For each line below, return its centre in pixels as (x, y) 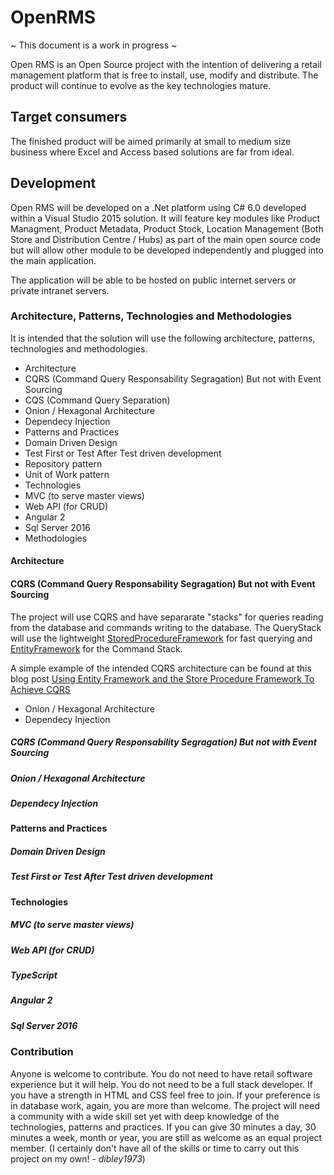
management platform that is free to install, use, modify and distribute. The (164, 75)
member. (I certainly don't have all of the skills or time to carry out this (155, 1148)
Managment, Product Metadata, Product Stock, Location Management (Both (167, 228)
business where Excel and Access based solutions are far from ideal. (152, 152)
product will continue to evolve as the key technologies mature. (141, 85)
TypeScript (34, 975)
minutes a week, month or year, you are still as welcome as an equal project (166, 1137)
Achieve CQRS (40, 689)
